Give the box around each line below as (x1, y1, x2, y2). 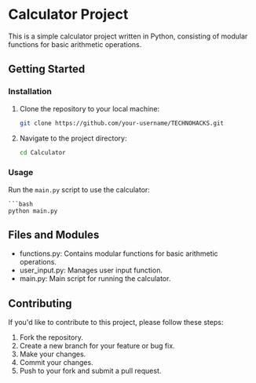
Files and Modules (8, 228, 100, 242)
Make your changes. (19, 349, 86, 359)
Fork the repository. (19, 333, 84, 342)
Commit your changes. (19, 358, 93, 367)
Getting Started (8, 63, 86, 76)
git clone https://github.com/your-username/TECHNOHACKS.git (19, 119, 225, 127)
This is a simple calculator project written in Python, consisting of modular (8, 31, 248, 41)
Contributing (8, 297, 72, 310)
